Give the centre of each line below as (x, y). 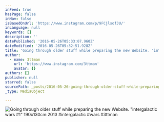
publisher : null (21, 78)
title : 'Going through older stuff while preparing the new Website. (77, 50)
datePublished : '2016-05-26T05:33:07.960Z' (50, 41)
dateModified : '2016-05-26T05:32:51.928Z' (49, 46)
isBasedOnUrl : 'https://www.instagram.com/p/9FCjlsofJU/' (65, 23)
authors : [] (17, 73)
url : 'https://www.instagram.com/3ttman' (56, 64)
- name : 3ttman (25, 60)
